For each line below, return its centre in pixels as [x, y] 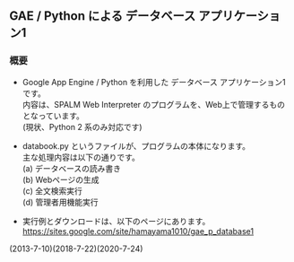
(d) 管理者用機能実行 [60, 202]
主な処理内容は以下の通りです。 [81, 157]
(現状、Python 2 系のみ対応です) [82, 127]
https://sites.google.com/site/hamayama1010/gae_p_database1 [138, 231]
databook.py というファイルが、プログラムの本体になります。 [136, 145]
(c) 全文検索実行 [52, 190]
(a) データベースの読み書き [72, 168]
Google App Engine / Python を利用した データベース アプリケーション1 [154, 82]
